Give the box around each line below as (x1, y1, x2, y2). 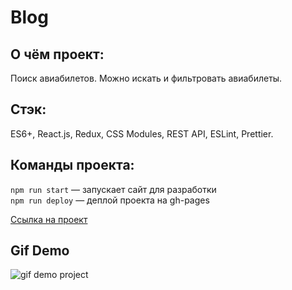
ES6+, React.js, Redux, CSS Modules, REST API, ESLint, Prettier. (10, 127, 274, 140)
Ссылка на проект (10, 213, 88, 225)
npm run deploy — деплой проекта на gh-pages (10, 194, 210, 206)
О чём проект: (10, 46, 105, 63)
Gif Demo (10, 242, 70, 260)
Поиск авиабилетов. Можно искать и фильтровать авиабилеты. (10, 72, 283, 84)
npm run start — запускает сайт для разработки (10, 183, 217, 195)
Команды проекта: (10, 157, 135, 174)
